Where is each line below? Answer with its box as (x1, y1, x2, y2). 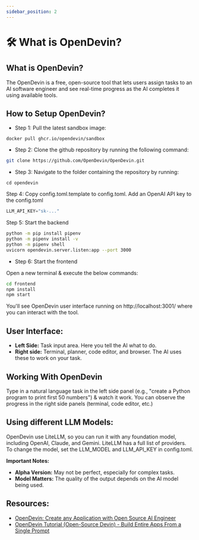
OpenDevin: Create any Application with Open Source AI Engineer (14, 514, 176, 522)
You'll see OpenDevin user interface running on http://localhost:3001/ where (6, 302, 193, 310)
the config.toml (6, 197, 43, 204)
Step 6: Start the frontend (14, 258, 78, 265)
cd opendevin (6, 180, 39, 186)
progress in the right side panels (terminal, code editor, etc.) (6, 400, 153, 407)
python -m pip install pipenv (6, 230, 81, 236)
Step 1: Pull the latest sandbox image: (14, 124, 106, 131)
